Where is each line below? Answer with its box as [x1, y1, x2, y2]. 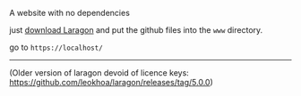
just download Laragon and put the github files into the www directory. [9, 25, 263, 35]
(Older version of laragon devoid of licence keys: [9, 68, 190, 78]
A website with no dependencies [9, 8, 130, 18]
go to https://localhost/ [9, 42, 103, 52]
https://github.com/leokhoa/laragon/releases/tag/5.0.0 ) [9, 77, 213, 87]
